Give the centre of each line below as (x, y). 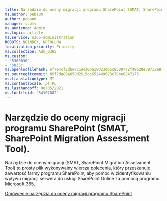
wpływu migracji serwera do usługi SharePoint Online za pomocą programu (82, 179)
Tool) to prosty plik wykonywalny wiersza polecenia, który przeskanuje (78, 168)
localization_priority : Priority (40, 47)
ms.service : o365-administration (40, 38)
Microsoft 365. (20, 184)
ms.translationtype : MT (30, 79)
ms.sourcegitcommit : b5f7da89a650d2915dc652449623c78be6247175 (72, 74)
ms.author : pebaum (24, 14)
